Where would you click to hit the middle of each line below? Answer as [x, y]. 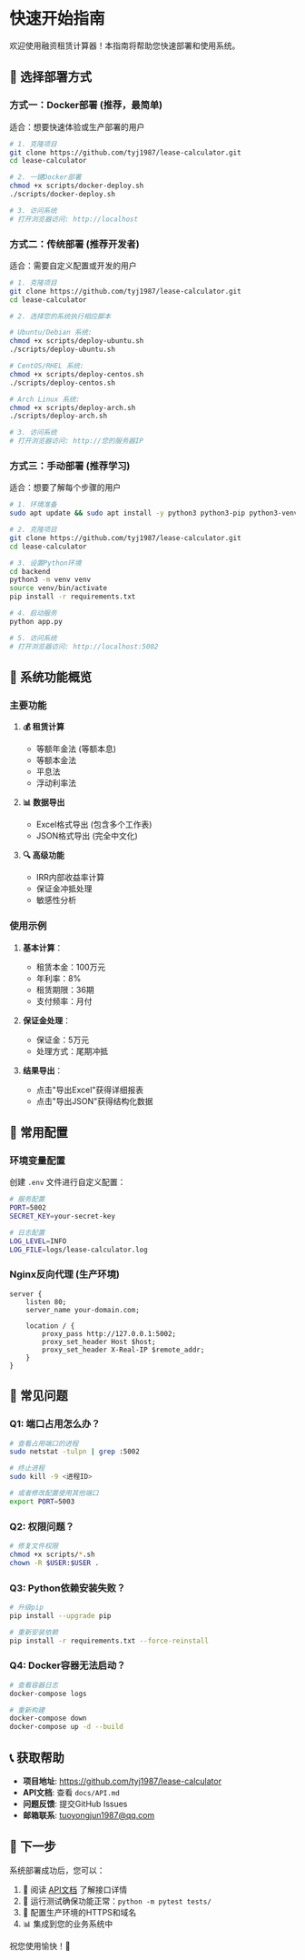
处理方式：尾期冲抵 [72, 1050]
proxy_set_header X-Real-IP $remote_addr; [123, 1350]
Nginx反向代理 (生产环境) [64, 1274]
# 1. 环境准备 [33, 505]
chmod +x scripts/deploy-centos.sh [77, 374]
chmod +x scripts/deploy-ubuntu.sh [77, 341]
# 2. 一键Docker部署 [45, 177]
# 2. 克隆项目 [33, 530]
